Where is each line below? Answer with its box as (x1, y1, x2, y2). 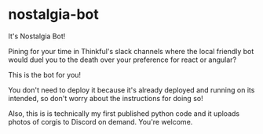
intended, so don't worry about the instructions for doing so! (8, 93, 203, 103)
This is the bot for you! (8, 70, 81, 79)
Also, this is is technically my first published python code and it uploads (8, 108, 240, 118)
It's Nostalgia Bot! (8, 31, 66, 41)
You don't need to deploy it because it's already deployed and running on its (8, 85, 255, 95)
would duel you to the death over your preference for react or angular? (8, 55, 237, 64)
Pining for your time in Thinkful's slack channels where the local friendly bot (8, 46, 254, 56)
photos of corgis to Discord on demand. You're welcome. (8, 117, 193, 126)
